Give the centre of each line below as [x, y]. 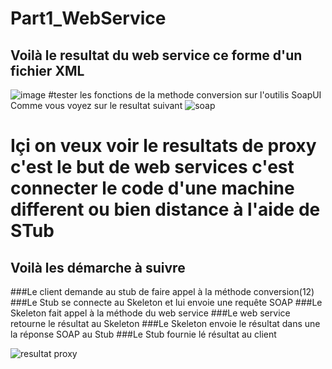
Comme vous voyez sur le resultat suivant [96, 105]
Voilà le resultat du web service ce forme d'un [156, 55]
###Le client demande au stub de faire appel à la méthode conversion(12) [162, 291]
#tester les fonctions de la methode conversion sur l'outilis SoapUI [185, 95]
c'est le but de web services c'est [152, 167]
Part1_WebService [88, 18]
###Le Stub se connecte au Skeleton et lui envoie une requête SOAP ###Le [166, 302]
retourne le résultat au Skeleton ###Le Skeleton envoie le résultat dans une [165, 323]
